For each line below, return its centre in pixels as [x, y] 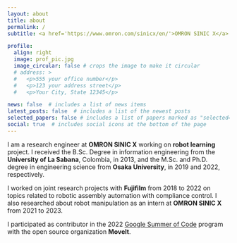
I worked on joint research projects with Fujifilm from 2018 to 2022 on [109, 188]
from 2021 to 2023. [35, 210]
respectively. [26, 174]
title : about [26, 20]
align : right [33, 53]
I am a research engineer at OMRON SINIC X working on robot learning [111, 144]
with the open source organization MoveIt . [69, 231]
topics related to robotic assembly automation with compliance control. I [112, 195]
